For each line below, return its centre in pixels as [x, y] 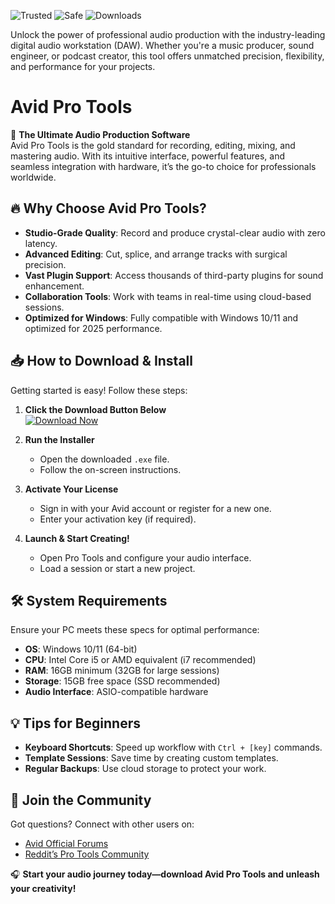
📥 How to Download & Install [101, 361]
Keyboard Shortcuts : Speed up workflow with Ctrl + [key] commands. [173, 747]
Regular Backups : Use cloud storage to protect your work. [145, 769]
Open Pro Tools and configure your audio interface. [145, 557]
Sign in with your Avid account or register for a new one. [155, 508]
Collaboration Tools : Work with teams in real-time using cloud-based [168, 296]
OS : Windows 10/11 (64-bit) [81, 649]
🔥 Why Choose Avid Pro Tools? [108, 208]
